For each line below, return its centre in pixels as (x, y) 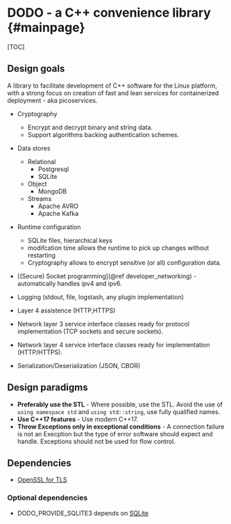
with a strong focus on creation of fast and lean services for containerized (113, 93)
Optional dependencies (48, 498)
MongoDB (52, 191)
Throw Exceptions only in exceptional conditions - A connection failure (121, 427)
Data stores (34, 148)
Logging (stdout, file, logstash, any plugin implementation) (101, 296)
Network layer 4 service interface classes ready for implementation (113, 344)
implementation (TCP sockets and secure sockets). (90, 331)
